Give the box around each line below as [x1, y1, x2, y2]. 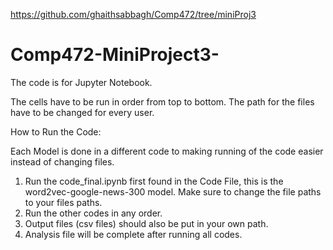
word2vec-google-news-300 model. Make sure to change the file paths [24, 185, 322, 198]
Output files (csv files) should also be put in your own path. [24, 217, 269, 229]
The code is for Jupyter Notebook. [10, 76, 153, 88]
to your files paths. [24, 196, 103, 208]
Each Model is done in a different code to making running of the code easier [10, 145, 324, 157]
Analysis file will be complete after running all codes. [24, 228, 243, 240]
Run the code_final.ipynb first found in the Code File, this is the [24, 175, 284, 187]
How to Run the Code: [10, 125, 102, 138]
